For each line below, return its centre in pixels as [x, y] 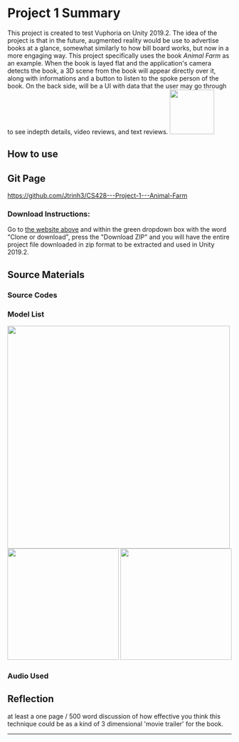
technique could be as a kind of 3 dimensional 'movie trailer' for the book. [116, 723]
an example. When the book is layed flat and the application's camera [110, 63]
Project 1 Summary [64, 13]
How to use [33, 154]
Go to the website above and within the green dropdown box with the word [117, 230]
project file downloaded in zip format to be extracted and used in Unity [111, 244]
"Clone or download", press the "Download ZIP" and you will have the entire [118, 237]
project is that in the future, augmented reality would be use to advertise [113, 40]
